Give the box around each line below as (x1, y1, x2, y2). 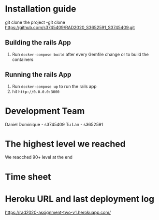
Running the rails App (5, 71, 72, 79)
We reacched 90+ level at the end (5, 154, 72, 160)
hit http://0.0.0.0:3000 (12, 88, 60, 94)
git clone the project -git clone (5, 19, 65, 25)
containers (12, 57, 34, 62)
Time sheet (5, 171, 51, 182)
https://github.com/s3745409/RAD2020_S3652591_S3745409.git (5, 24, 135, 30)
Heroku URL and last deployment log (5, 193, 155, 204)
